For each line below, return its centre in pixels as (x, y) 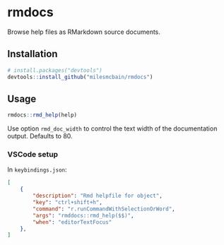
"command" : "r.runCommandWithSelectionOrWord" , (104, 209)
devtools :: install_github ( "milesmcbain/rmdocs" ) (80, 77)
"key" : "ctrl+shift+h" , (67, 203)
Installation (33, 54)
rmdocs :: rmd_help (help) (42, 115)
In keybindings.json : (37, 169)
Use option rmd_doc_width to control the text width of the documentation (112, 129)
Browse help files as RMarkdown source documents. (84, 32)
